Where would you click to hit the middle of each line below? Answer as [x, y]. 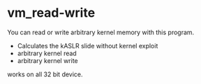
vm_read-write [51, 13]
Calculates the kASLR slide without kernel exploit [88, 45]
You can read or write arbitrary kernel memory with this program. [101, 32]
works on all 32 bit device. [45, 74]
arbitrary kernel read [47, 53]
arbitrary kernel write [47, 60]
